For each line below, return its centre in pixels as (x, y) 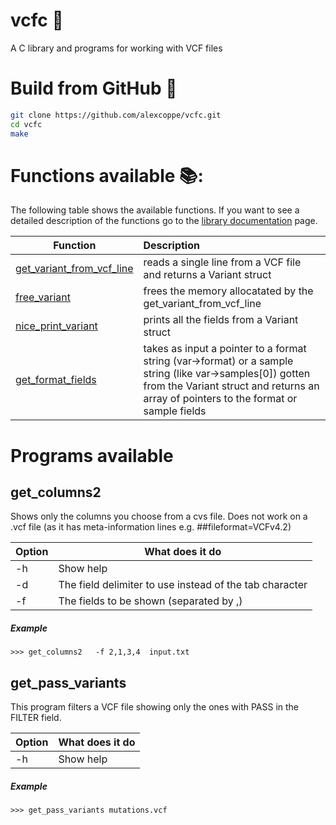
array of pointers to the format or (220, 399)
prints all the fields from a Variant (221, 320)
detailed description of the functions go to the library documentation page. (164, 221)
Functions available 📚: (107, 175)
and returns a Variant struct (207, 275)
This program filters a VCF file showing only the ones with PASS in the (155, 707)
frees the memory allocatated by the (228, 291)
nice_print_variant (56, 326)
